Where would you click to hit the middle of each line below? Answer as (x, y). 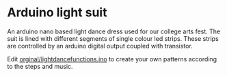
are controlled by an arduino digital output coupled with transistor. (100, 46)
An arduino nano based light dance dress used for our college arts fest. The (114, 31)
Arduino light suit (57, 13)
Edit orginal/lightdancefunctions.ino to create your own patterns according (112, 59)
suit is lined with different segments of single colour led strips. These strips (113, 38)
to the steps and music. (40, 66)
